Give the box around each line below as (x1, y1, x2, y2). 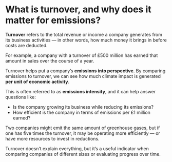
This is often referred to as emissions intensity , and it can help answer (5, 88, 156, 94)
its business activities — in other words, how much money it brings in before (5, 37, 167, 43)
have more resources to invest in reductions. (5, 135, 100, 141)
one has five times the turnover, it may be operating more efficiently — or (5, 130, 160, 136)
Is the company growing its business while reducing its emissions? (12, 104, 154, 110)
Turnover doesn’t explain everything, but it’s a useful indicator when (5, 145, 149, 152)
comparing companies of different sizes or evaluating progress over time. (5, 151, 161, 157)
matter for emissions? (5, 14, 101, 26)
